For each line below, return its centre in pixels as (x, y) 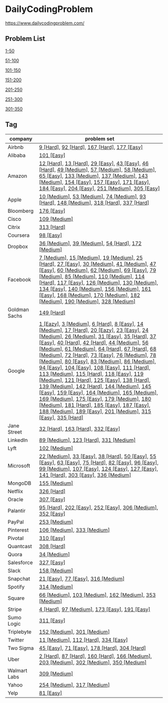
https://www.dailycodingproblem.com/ (45, 23)
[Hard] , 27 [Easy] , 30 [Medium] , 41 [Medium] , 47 (98, 264)
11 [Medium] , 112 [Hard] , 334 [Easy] (84, 640)
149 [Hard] (52, 312)
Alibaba (17, 155)
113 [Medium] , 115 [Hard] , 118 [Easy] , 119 (91, 374)
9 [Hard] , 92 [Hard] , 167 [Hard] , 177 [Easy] (91, 147)
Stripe (15, 609)
